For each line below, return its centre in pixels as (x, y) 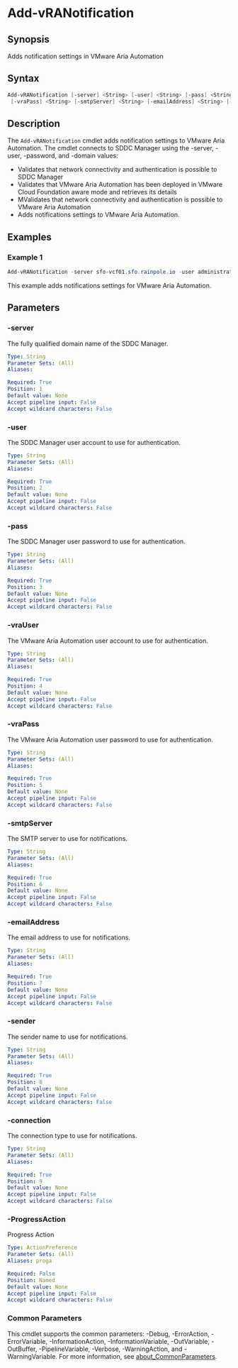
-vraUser (23, 625)
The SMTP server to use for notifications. (68, 839)
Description (34, 123)
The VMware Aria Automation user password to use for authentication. (110, 739)
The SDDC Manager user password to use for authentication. (96, 541)
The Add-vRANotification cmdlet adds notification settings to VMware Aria (116, 140)
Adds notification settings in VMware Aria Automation (86, 56)
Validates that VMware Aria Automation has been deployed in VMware (120, 184)
